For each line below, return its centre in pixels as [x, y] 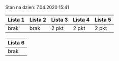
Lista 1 [16, 20]
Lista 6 [16, 43]
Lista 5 [103, 20]
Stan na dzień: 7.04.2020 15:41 [37, 7]
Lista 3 [59, 20]
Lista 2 [38, 20]
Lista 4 [81, 20]
